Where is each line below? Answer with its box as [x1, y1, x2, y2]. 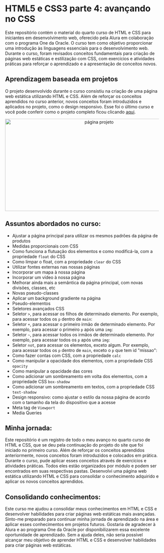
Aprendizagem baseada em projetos [5, 75, 118, 83]
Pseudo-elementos [12, 300, 51, 306]
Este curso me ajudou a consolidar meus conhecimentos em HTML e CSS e [5, 506, 157, 512]
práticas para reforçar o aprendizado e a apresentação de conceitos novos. [5, 61, 157, 67]
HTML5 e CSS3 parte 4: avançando [5, 3, 151, 14]
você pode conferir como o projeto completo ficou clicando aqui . [5, 109, 136, 115]
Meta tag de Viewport [12, 404, 56, 410]
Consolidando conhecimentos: [5, 493, 101, 501]
